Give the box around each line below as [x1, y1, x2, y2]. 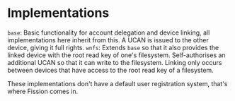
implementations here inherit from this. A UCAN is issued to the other [7, 35, 209, 44]
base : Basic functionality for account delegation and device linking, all [7, 28, 210, 37]
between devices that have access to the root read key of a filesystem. [7, 66, 214, 74]
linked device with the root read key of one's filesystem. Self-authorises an [7, 51, 226, 59]
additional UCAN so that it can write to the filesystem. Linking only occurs [7, 58, 222, 66]
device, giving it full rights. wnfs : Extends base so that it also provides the [7, 43, 219, 52]
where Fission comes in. [7, 87, 79, 95]
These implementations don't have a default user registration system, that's [7, 79, 228, 88]
